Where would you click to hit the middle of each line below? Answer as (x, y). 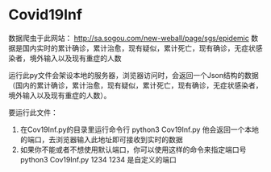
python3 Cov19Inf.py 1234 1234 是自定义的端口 (98, 159)
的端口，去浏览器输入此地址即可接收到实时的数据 (101, 139)
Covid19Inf (46, 15)
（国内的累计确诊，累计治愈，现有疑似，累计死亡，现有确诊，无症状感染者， (135, 85)
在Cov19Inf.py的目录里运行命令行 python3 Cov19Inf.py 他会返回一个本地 (140, 129)
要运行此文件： (33, 112)
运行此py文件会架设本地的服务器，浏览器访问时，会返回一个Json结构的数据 (134, 75)
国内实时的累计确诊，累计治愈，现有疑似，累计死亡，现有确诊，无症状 (139, 48)
